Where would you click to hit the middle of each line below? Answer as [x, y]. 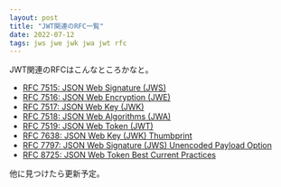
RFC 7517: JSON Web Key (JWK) [83, 107]
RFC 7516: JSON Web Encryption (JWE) [97, 98]
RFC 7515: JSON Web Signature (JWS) [94, 88]
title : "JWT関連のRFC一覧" [56, 26]
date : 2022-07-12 [42, 34]
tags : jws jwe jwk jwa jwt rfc [68, 43]
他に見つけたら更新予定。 [57, 173]
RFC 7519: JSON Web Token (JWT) [88, 126]
